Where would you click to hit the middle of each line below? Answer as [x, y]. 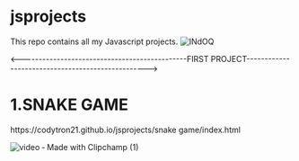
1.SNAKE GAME [69, 105]
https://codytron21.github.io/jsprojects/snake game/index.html [126, 130]
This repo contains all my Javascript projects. [94, 41]
